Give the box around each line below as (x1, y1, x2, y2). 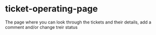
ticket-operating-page (5, 3, 98, 14)
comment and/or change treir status (5, 24, 78, 30)
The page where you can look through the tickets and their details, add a (5, 19, 152, 25)
